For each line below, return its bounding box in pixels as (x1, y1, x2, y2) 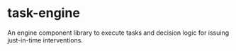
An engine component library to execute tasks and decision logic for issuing (7, 28, 230, 37)
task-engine (7, 5, 80, 21)
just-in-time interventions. (7, 35, 84, 44)
